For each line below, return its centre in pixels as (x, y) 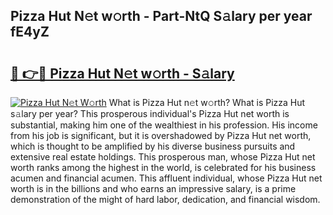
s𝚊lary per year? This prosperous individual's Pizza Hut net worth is (150, 113)
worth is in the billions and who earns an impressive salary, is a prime (153, 188)
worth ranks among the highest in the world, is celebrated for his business (163, 167)
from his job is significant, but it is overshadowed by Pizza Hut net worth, (161, 135)
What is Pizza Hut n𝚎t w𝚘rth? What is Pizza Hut (207, 102)
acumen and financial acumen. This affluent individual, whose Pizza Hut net (166, 178)
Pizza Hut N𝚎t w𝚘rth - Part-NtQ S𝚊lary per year (161, 16)
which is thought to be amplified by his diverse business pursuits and (153, 146)
